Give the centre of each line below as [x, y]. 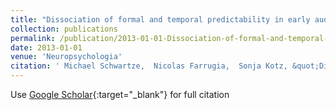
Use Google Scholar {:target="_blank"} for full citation [120, 94]
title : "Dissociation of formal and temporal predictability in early [160, 19]
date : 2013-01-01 [46, 47]
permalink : [33, 38]
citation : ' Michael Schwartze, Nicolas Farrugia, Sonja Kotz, [149, 66]
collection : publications [64, 29]
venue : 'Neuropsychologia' [66, 57]
